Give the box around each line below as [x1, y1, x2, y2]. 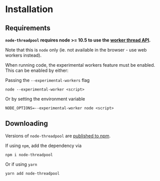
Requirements [5, 24, 50, 32]
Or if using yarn [5, 161, 37, 167]
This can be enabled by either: [5, 67, 69, 73]
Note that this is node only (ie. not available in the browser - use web [5, 47, 147, 53]
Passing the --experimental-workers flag [5, 77, 90, 83]
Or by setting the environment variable [5, 96, 85, 102]
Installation [5, 4, 54, 15]
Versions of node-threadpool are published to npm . [5, 132, 111, 139]
